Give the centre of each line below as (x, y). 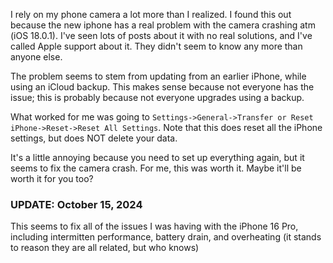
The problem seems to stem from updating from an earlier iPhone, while (158, 76)
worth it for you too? (52, 178)
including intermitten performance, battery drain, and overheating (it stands (166, 237)
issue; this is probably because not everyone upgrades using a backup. (157, 97)
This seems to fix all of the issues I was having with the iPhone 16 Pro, (154, 226)
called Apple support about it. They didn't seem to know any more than (156, 46)
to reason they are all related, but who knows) (105, 248)
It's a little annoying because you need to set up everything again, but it (157, 157)
